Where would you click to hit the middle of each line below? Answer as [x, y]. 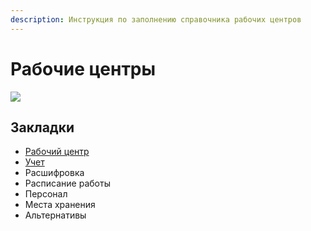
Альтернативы [55, 215]
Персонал [46, 194]
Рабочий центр [57, 152]
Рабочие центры [83, 68]
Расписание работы [67, 183]
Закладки [42, 127]
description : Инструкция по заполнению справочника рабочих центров [156, 19]
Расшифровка [54, 173]
